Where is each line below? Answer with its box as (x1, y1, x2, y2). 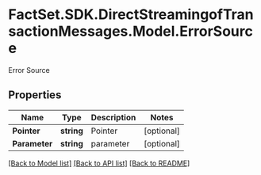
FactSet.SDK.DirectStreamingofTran (8, 6, 254, 24)
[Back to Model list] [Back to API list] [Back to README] (8, 158, 190, 168)
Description (90, 112, 136, 123)
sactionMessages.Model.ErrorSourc (8, 22, 254, 40)
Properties (8, 89, 62, 102)
